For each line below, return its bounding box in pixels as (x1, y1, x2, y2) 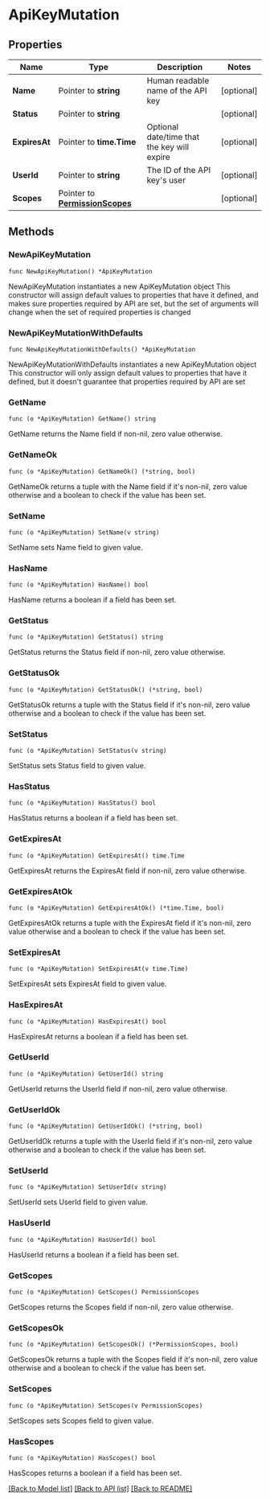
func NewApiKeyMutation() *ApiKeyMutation (8, 267, 153, 275)
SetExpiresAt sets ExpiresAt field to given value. (8, 979, 167, 989)
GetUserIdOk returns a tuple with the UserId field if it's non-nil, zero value (8, 1137, 253, 1146)
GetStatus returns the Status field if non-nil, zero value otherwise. (8, 648, 226, 657)
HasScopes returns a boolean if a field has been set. (8, 1468, 182, 1478)
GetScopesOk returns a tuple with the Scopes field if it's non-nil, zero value (8, 1355, 259, 1364)
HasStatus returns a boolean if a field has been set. (8, 813, 178, 823)
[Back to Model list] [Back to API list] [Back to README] (8, 1483, 193, 1493)
